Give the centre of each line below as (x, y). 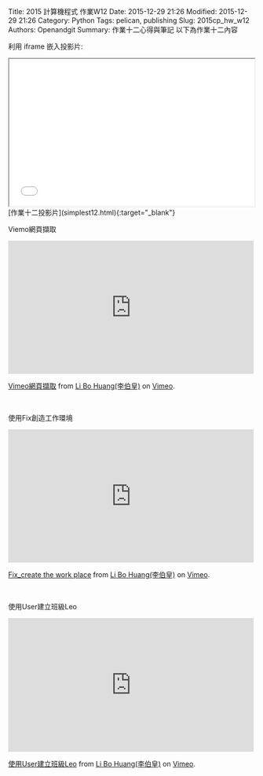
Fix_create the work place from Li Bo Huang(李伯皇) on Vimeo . (109, 575)
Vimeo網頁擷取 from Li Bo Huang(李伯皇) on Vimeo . (91, 386)
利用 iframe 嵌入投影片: (46, 46)
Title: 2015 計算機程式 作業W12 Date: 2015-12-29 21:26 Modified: (113, 11)
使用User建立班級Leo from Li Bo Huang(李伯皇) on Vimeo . (102, 764)
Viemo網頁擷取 (32, 229)
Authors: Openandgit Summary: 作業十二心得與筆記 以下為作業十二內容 (123, 29)
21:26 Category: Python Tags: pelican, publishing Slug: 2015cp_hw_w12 (134, 20)
